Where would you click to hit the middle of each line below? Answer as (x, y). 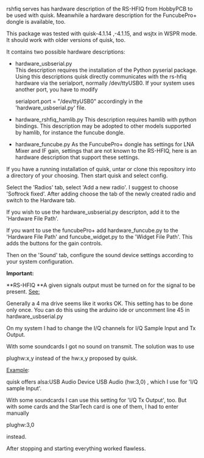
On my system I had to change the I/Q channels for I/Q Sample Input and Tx (101, 328)
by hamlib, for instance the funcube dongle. (70, 132)
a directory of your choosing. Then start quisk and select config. (87, 175)
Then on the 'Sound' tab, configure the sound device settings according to (100, 255)
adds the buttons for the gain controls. (55, 243)
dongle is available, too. (36, 22)
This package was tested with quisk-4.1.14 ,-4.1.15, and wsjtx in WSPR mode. (102, 33)
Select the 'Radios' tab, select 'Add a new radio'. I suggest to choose (92, 187)
